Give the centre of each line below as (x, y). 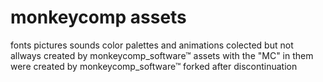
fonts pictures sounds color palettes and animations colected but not (152, 45)
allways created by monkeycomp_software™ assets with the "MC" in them (162, 55)
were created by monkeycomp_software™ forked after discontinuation (154, 66)
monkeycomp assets (98, 17)
